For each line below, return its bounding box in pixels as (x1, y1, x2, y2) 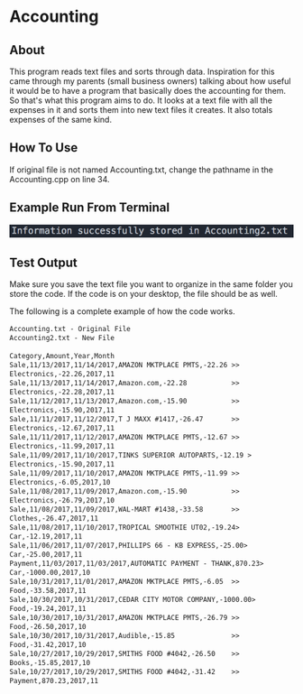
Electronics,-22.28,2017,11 (9, 388, 115, 397)
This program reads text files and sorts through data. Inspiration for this (9, 66, 275, 77)
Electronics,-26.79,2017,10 (9, 496, 115, 505)
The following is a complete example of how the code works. (9, 306, 236, 317)
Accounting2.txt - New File (9, 334, 115, 343)
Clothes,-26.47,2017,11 (9, 514, 99, 523)
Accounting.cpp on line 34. (9, 173, 110, 184)
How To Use (9, 140, 78, 155)
